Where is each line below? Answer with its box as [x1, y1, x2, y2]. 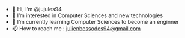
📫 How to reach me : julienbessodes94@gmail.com [11, 25, 141, 32]
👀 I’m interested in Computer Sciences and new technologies [11, 12, 163, 19]
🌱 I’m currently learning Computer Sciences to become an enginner [11, 18, 179, 25]
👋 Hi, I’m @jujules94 [11, 6, 62, 12]
